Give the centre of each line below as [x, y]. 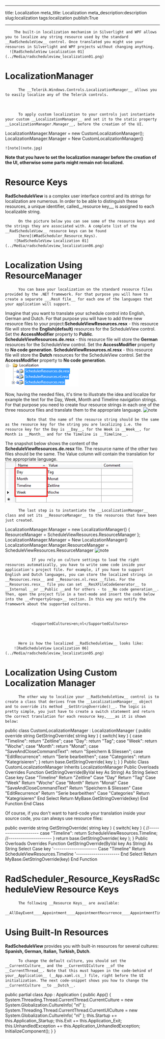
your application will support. [38, 304]
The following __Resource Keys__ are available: [69, 903]
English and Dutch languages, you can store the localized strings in [79, 575]
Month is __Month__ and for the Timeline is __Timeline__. [67, 434]
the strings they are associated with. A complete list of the [71, 226]
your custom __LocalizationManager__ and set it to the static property [81, 119]
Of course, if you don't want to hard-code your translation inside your [75, 813]
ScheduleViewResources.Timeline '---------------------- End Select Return [81, 854]
